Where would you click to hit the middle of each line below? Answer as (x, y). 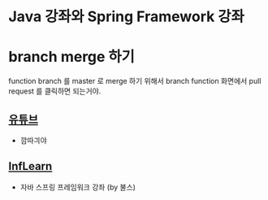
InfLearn (30, 166)
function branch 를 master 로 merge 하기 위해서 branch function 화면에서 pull (135, 81)
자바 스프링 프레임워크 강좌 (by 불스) (78, 187)
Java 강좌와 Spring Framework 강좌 (127, 17)
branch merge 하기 (72, 57)
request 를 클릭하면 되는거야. (55, 91)
